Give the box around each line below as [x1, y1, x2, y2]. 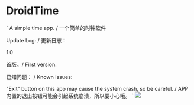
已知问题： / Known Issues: [6, 73, 73, 80]
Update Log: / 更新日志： [6, 37, 67, 44]
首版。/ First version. [6, 61, 57, 68]
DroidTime [6, 4, 59, 18]
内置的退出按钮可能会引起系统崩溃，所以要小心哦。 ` [6, 92, 134, 99]
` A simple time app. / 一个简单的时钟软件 [6, 24, 106, 31]
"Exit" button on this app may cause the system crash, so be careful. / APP [6, 85, 189, 92]
